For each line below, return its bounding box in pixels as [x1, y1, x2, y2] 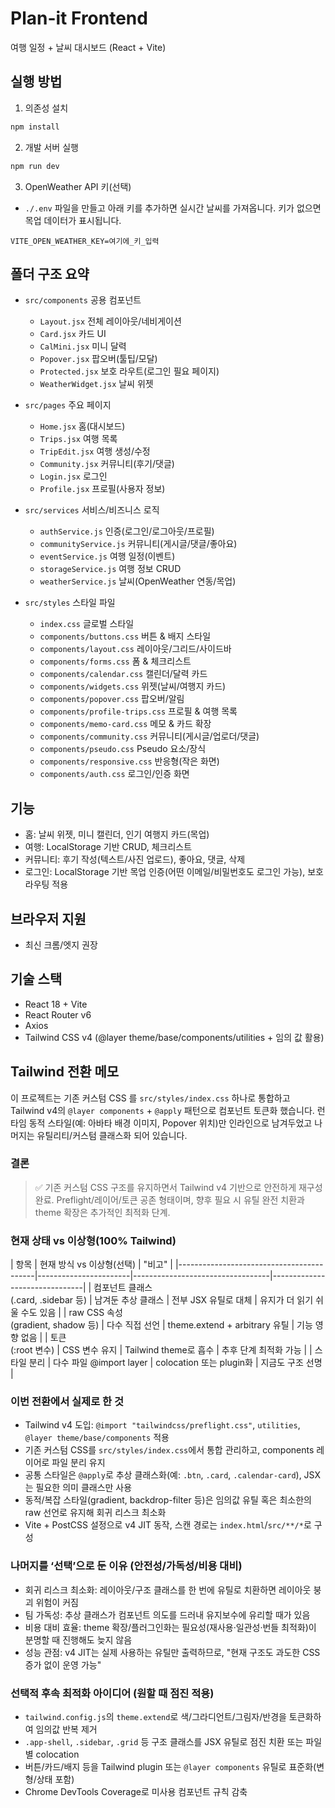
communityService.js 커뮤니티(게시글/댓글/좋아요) [39, 538, 238, 550]
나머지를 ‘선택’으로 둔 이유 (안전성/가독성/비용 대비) [10, 1559, 243, 1573]
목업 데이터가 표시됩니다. [24, 214, 122, 226]
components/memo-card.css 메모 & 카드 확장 [39, 718, 212, 730]
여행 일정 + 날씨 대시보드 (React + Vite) [10, 41, 167, 53]
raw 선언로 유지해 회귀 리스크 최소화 [24, 1507, 167, 1519]
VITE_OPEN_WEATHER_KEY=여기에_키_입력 [10, 236, 160, 246]
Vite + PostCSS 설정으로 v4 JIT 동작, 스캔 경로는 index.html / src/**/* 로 [24, 1519, 312, 1531]
